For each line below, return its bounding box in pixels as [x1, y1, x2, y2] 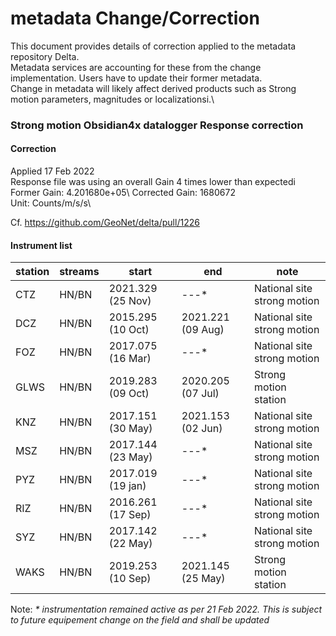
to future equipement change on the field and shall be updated [10, 614, 270, 626]
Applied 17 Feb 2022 [10, 165, 95, 177]
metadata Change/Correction [10, 7, 260, 30]
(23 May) [108, 450, 153, 464]
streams [59, 265, 100, 279]
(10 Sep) [108, 572, 152, 586]
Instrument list [10, 239, 73, 251]
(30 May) [108, 422, 153, 436]
